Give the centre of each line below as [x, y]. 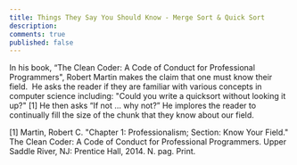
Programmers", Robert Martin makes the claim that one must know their [141, 78]
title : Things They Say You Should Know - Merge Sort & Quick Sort [137, 17]
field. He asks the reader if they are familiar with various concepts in [136, 87]
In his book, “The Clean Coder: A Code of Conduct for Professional [132, 68]
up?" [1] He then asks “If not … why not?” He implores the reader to [133, 106]
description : [33, 26]
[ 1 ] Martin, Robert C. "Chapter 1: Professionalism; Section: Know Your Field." [149, 132]
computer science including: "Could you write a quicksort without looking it [148, 96]
